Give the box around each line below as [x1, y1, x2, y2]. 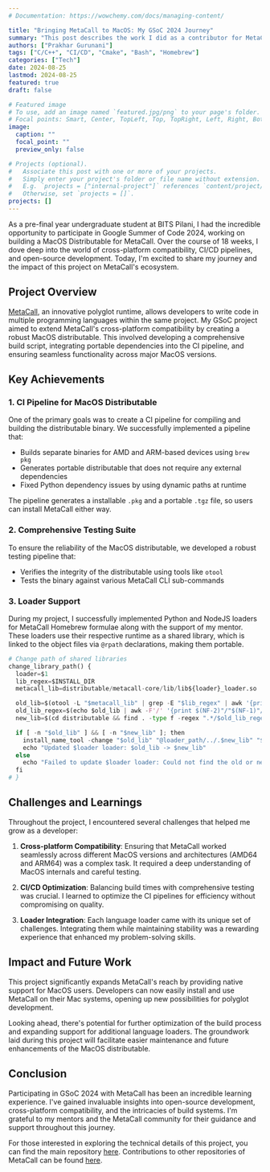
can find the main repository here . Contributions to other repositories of [8, 1146, 246, 1156]
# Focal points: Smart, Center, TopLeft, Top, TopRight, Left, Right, [8, 116, 250, 124]
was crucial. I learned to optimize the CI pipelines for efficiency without [19, 891, 256, 900]
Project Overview [8, 285, 97, 299]
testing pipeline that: [8, 551, 76, 561]
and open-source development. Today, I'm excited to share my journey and [8, 253, 257, 263]
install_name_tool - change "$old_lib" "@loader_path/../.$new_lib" [22, 736, 253, 744]
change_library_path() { [8, 662, 92, 670]
